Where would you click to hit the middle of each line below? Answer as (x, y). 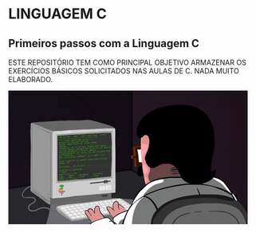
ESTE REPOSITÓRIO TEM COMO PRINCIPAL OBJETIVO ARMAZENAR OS (128, 62)
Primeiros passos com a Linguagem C (104, 43)
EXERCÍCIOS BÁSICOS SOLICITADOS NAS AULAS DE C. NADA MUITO (124, 71)
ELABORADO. (31, 79)
